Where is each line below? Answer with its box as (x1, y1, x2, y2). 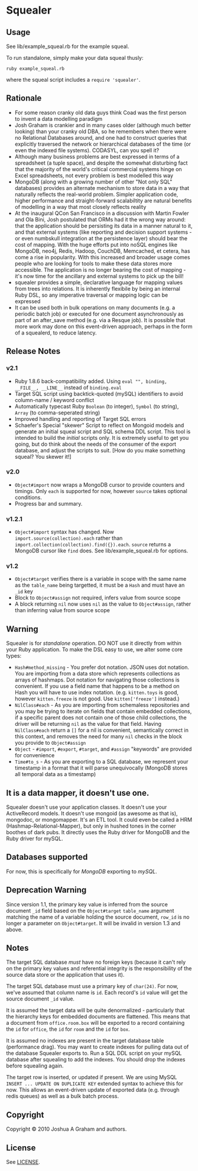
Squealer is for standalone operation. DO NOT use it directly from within (6, 640, 182, 647)
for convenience (14, 752, 55, 759)
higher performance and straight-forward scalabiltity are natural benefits (14, 197, 192, 204)
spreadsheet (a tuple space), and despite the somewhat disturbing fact (14, 159, 188, 166)
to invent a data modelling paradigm (14, 115, 103, 122)
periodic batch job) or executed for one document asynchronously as (14, 310, 184, 317)
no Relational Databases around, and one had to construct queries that (14, 134, 187, 141)
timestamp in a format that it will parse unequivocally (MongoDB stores (14, 764, 188, 771)
